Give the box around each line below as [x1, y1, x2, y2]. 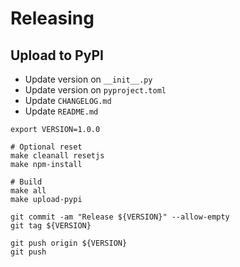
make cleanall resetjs [10, 151, 105, 161]
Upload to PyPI [10, 47, 104, 64]
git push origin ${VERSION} [10, 238, 128, 248]
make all [10, 186, 47, 196]
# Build [10, 177, 43, 187]
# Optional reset [10, 142, 83, 152]
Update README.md [24, 105, 99, 117]
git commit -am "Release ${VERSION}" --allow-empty [10, 212, 230, 222]
